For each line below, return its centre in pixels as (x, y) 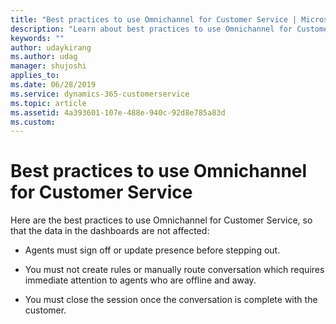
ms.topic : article (48, 103)
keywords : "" (37, 38)
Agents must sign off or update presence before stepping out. (152, 250)
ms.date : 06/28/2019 (53, 85)
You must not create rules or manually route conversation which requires (174, 270)
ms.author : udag (44, 57)
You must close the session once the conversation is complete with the (171, 300)
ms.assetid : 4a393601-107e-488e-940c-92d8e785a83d (118, 112)
